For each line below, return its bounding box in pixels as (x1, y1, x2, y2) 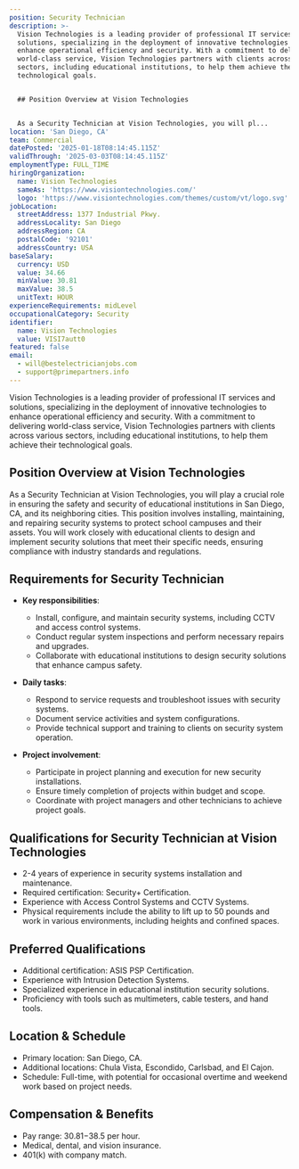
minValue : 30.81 (17, 276, 77, 285)
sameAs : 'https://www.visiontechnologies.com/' (17, 185, 198, 194)
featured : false (9, 342, 69, 352)
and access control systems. (35, 622, 141, 633)
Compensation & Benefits (9, 1107, 154, 1122)
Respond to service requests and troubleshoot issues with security (35, 695, 281, 705)
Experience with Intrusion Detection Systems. (21, 975, 190, 985)
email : (9, 351, 34, 360)
